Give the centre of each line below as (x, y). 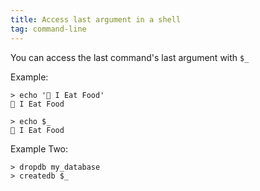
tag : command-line (48, 29)
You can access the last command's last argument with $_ (130, 57)
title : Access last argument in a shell (96, 19)
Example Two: (39, 148)
